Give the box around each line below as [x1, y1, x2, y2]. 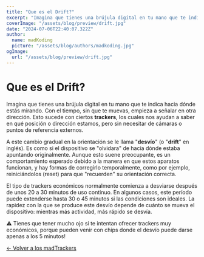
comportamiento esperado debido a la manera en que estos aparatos [6, 157, 180, 165]
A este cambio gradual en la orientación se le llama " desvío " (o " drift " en [6, 138, 189, 145]
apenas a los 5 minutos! [6, 232, 66, 240]
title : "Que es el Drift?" [6, 9, 75, 15]
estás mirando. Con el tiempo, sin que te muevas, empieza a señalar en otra [6, 107, 196, 114]
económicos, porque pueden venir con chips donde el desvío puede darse [6, 226, 193, 233]
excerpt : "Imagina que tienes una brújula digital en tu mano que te [6, 15, 186, 21]
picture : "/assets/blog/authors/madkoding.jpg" [12, 43, 135, 49]
